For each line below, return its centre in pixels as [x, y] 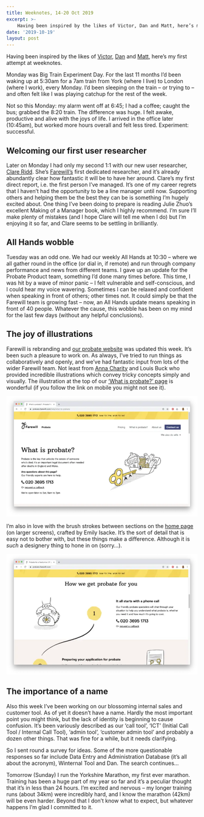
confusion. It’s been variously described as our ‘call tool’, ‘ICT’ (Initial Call [97, 725]
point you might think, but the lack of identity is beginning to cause [90, 719]
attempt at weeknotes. [34, 63]
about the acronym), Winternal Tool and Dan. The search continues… [93, 763]
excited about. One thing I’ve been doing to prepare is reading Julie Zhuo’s [100, 204]
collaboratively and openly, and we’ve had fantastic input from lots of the [97, 362]
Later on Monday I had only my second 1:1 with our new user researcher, [97, 165]
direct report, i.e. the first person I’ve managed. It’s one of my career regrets [101, 185]
